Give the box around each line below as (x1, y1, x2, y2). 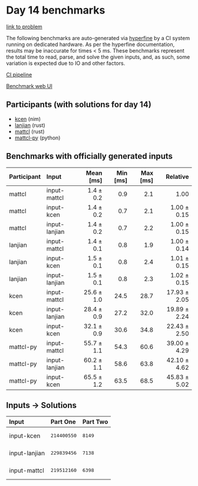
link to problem (6, 23, 42, 30)
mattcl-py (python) (14, 134, 61, 141)
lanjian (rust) (14, 122, 45, 129)
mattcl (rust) (14, 128, 45, 135)
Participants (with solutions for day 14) (6, 100, 151, 110)
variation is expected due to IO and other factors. (6, 60, 126, 67)
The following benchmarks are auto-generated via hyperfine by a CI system (6, 34, 190, 41)
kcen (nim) (14, 115, 41, 122)
